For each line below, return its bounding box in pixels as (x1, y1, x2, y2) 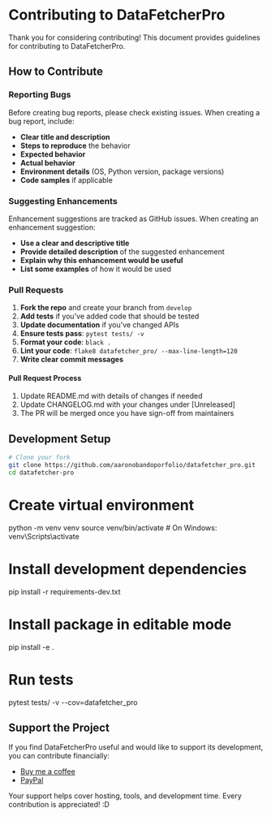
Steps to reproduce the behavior (19, 140, 131, 150)
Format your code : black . (19, 337, 111, 347)
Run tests (8, 670, 74, 689)
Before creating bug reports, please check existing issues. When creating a (8, 107, 260, 117)
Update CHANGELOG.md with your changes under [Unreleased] (19, 400, 235, 409)
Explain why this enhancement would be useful (19, 255, 183, 265)
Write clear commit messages (19, 355, 124, 365)
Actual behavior (19, 158, 75, 167)
